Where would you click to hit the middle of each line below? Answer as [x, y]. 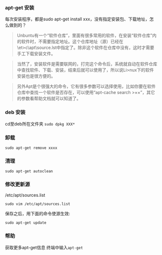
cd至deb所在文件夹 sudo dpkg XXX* [40, 124]
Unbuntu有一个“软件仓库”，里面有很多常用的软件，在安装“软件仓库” [85, 35]
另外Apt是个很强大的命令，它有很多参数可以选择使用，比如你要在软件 [86, 86]
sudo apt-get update [26, 223]
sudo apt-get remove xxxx [31, 148]
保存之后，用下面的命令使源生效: [38, 214]
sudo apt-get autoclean [29, 171]
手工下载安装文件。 [36, 54]
